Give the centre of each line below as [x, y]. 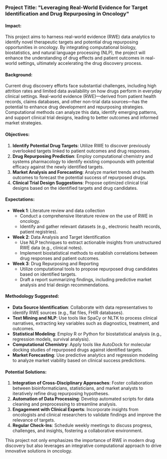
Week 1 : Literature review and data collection [59, 210]
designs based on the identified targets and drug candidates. [75, 188]
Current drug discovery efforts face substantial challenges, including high [81, 86]
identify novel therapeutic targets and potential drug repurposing [72, 42]
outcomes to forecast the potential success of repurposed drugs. [79, 177]
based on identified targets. [48, 274]
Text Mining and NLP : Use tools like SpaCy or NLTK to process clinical [85, 318]
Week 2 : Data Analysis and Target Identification [61, 237]
